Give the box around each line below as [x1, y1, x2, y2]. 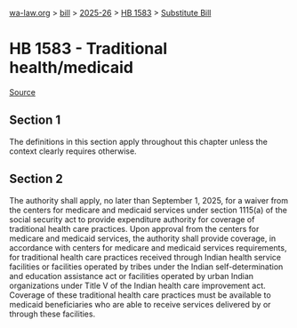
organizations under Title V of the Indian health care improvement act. [9, 280, 267, 291]
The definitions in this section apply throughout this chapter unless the [9, 136, 269, 147]
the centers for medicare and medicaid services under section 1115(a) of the [9, 204, 287, 215]
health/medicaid [9, 58, 133, 78]
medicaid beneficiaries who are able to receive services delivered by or [9, 299, 271, 309]
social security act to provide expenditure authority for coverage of [9, 213, 255, 225]
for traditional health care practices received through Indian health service [9, 252, 282, 262]
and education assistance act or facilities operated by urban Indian [9, 270, 254, 281]
